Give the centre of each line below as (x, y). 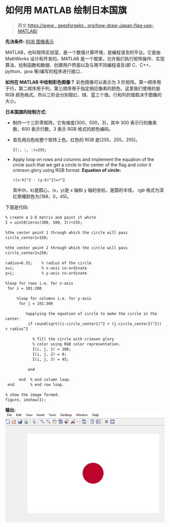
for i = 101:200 (25, 288)
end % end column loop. (45, 380)
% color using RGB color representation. (77, 344)
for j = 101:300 (36, 304)
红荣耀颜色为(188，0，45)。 (42, 196)
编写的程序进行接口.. (61, 71)
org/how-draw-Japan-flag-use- (121, 25)
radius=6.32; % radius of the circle (49, 263)
